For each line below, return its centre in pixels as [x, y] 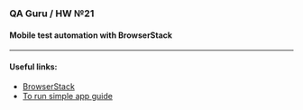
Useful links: [33, 67]
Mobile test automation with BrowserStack [91, 35]
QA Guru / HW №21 [52, 14]
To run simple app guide [67, 96]
